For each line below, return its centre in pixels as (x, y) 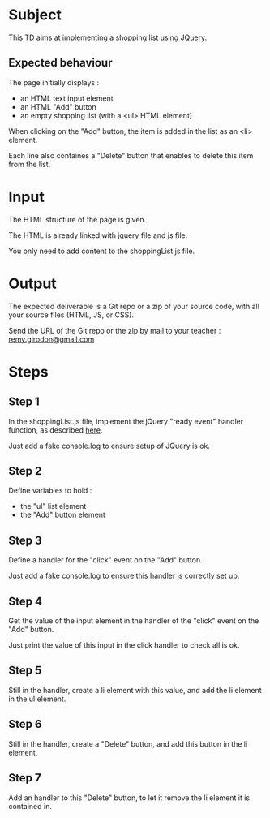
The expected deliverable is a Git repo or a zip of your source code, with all (134, 306)
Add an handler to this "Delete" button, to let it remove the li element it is (129, 798)
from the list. (30, 164)
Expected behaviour (60, 63)
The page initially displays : (54, 82)
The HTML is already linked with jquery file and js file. (98, 235)
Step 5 (25, 671)
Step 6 (25, 724)
